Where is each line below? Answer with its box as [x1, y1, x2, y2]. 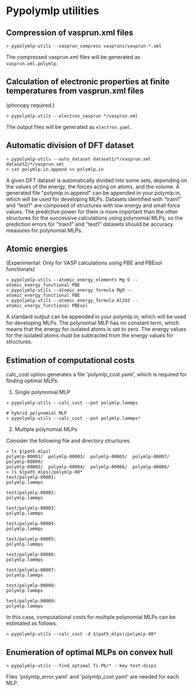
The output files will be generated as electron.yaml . [6, 123, 132, 130]
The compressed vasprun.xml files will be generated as [6, 54, 141, 60]
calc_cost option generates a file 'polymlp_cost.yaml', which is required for [6, 371, 187, 378]
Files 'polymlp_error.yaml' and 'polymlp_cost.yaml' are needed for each [6, 673, 179, 680]
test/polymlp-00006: [6, 552, 57, 558]
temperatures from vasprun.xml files [6, 86, 144, 96]
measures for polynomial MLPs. [6, 227, 83, 234]
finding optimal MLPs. [6, 377, 59, 384]
